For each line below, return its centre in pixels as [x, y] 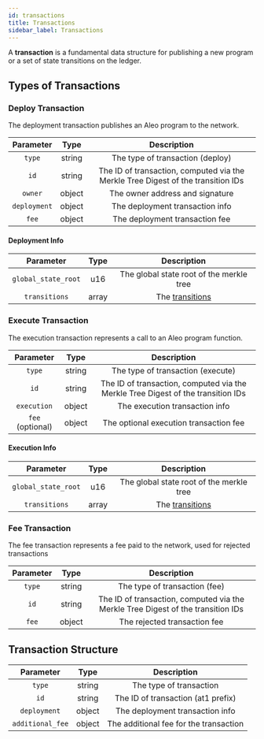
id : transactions [37, 15]
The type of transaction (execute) [173, 370]
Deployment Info [36, 240]
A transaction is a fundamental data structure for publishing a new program [131, 53]
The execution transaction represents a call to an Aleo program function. [126, 338]
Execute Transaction [48, 321]
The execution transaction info [174, 406]
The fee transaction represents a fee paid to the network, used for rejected [129, 545]
